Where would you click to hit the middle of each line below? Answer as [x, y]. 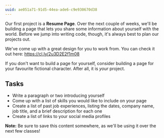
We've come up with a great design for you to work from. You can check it [80, 48]
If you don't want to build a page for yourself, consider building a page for [80, 63]
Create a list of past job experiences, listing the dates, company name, [83, 106]
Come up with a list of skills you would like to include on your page [79, 101]
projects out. [18, 39]
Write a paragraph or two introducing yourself [58, 95]
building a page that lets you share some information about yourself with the [82, 29]
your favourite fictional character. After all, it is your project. [65, 69]
